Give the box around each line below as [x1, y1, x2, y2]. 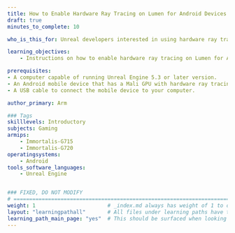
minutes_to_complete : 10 [7, 23, 80, 30]
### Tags [7, 112, 33, 119]
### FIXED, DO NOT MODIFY [7, 189, 83, 196]
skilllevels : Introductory [7, 119, 86, 126]
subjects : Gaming [7, 125, 58, 133]
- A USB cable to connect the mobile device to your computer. [7, 87, 196, 94]
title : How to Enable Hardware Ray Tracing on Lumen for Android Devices [7, 10, 227, 17]
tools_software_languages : [7, 164, 86, 171]
